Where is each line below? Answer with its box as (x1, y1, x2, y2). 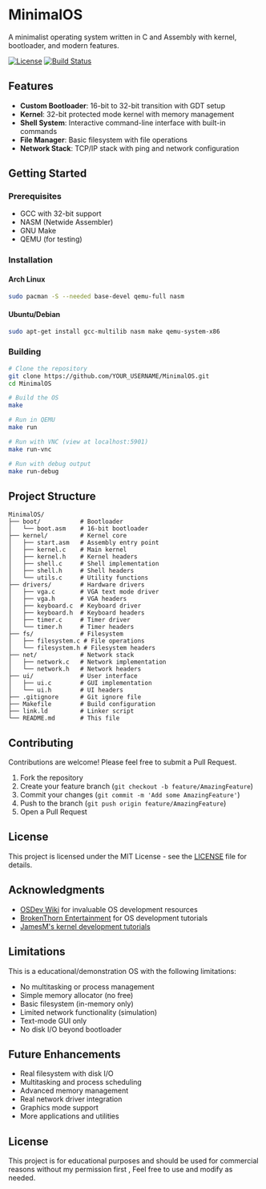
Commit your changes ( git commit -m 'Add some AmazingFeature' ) (19, 790, 240, 800)
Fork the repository (19, 773, 84, 783)
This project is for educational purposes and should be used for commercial (8, 1156, 259, 1166)
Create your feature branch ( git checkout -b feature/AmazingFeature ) (19, 781, 254, 791)
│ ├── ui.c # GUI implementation (8, 680, 152, 688)
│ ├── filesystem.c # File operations (8, 637, 146, 645)
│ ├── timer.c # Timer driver (8, 616, 131, 624)
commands (19, 126, 58, 136)
